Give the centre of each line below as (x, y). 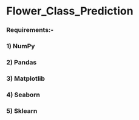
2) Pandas (22, 62)
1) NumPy (21, 46)
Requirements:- (30, 30)
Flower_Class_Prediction (70, 11)
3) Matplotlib (26, 78)
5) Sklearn (22, 111)
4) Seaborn (23, 95)
